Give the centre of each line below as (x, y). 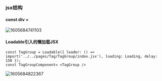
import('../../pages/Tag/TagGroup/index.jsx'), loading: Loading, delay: (82, 56)
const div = (17, 19)
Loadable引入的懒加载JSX (32, 41)
